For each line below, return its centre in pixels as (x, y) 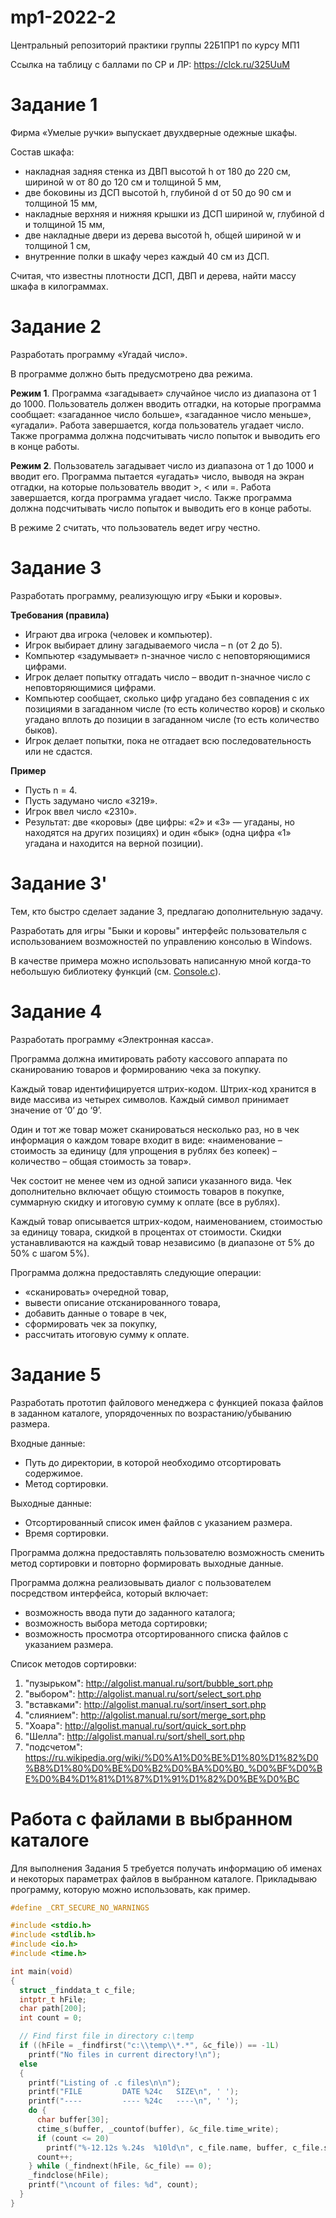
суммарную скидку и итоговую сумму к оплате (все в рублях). (145, 1202)
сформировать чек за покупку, (91, 1323)
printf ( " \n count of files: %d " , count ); (113, 2185)
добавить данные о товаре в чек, (95, 1313)
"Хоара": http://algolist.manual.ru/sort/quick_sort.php (135, 1725)
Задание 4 (56, 1011)
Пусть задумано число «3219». (91, 800)
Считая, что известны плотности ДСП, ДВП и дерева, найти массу (153, 275)
